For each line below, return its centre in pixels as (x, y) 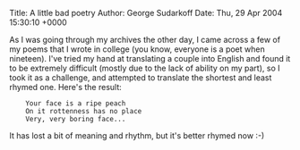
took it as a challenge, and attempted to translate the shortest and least (141, 78)
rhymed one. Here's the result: (66, 87)
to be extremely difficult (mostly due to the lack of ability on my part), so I (145, 68)
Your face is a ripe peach (76, 104)
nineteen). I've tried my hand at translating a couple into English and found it (150, 58)
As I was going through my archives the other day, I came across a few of (145, 40)
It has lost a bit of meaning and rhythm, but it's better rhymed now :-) (137, 136)
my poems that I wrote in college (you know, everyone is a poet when (137, 49)
